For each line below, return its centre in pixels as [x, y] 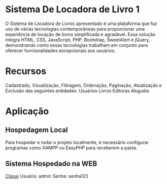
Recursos [26, 71]
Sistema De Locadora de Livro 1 [72, 9]
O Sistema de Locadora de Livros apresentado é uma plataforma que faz [81, 23]
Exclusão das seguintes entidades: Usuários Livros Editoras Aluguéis [77, 91]
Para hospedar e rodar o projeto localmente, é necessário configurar [77, 142]
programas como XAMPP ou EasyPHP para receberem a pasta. [71, 148]
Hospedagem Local [37, 130]
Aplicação [27, 111]
